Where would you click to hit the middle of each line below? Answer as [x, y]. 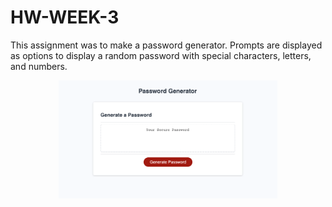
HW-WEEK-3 [65, 17]
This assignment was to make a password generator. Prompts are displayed [166, 45]
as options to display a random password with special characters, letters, [161, 55]
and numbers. [39, 66]
